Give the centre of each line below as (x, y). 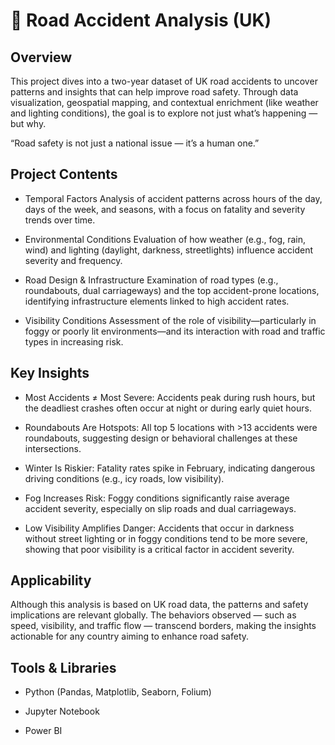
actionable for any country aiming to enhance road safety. (130, 636)
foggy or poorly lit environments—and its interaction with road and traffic (175, 331)
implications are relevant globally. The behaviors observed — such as (153, 615)
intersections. (53, 448)
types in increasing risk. (74, 341)
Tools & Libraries (63, 667)
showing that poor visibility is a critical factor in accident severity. (159, 549)
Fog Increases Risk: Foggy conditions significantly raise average (157, 498)
